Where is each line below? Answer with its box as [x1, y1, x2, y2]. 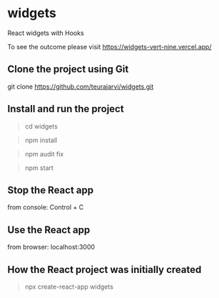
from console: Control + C [7, 203, 84, 212]
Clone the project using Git [7, 63, 129, 76]
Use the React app [7, 224, 91, 236]
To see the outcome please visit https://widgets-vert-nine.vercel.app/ [7, 42, 212, 51]
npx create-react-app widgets [24, 282, 114, 291]
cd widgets [24, 121, 58, 130]
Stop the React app [7, 184, 94, 196]
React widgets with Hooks [7, 29, 84, 37]
